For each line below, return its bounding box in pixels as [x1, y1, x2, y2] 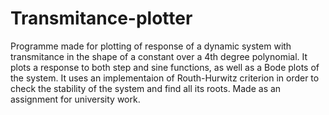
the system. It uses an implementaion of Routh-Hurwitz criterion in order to [10, 72, 320, 84]
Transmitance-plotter [10, 7, 193, 30]
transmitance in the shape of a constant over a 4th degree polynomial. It [10, 50, 308, 62]
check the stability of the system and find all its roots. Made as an [10, 82, 282, 94]
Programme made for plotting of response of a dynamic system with [10, 40, 292, 52]
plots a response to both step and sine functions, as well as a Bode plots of [10, 61, 320, 73]
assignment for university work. [10, 93, 141, 105]
